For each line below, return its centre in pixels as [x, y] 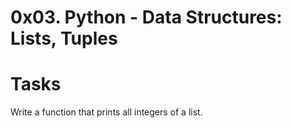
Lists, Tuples [64, 38]
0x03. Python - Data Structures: [146, 17]
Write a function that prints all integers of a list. [106, 112]
